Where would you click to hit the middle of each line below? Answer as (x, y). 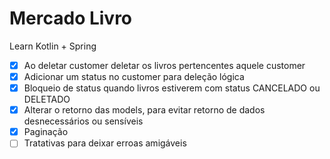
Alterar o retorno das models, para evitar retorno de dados (144, 110)
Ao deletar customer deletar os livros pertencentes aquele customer (164, 65)
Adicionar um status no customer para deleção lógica (134, 76)
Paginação (46, 132)
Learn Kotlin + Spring (53, 46)
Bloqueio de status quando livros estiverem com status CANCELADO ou (172, 88)
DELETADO (47, 99)
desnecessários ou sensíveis (83, 121)
